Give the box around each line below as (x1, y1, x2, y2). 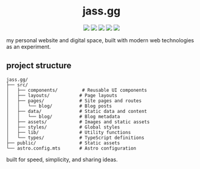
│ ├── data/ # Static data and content (6, 108, 147, 114)
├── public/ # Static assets (6, 140, 120, 146)
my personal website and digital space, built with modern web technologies (6, 36, 195, 43)
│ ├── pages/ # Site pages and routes (6, 98, 142, 104)
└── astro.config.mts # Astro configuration (6, 145, 137, 151)
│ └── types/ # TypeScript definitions (6, 135, 145, 141)
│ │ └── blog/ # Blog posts (6, 103, 112, 109)
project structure (6, 60, 72, 71)
